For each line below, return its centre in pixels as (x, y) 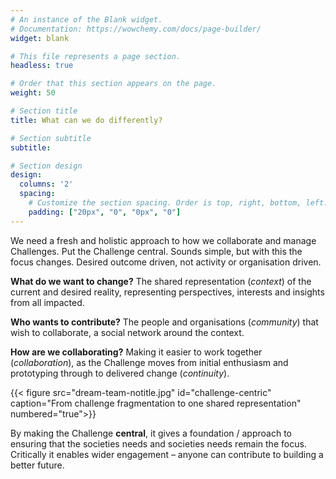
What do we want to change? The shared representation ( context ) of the (161, 281)
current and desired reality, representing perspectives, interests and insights (167, 292)
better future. (37, 465)
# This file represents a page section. (96, 56)
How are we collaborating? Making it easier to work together (136, 352)
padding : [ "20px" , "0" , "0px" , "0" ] (105, 212)
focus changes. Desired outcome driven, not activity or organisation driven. (166, 262)
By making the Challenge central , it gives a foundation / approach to (151, 433)
